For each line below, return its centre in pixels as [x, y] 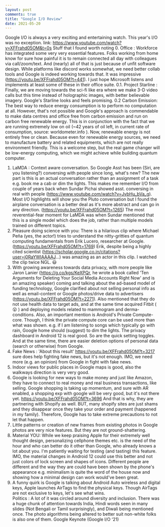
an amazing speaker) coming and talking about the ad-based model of [84, 283]
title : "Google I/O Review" [34, 19]
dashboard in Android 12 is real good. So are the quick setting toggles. [83, 336]
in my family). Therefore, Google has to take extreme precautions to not [85, 414]
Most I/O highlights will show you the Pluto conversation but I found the [85, 199]
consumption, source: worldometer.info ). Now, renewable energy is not [78, 132]
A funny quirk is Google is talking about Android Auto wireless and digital [86, 483]
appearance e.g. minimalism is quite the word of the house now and [81, 472]
